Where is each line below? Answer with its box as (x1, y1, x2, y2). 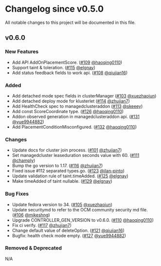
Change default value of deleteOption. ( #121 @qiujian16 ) (12, 228, 125, 233)
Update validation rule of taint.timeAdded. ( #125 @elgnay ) (12, 173, 129, 179)
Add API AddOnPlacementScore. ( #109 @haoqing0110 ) (12, 59, 123, 65)
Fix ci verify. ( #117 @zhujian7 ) (12, 222, 72, 228)
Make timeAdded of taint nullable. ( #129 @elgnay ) (12, 178, 113, 184)
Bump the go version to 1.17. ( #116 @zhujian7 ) (12, 163, 103, 169)
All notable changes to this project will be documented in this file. (5, 19, 136, 25)
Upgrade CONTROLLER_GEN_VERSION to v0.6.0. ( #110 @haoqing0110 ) (12, 217, 154, 223)
